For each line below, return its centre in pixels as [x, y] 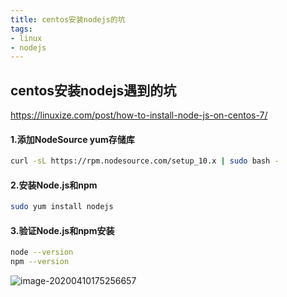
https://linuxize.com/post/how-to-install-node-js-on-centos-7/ [139, 115]
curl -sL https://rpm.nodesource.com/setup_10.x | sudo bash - [145, 161]
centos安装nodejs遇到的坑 [93, 90]
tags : [21, 29]
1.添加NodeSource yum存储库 [72, 139]
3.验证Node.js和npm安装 [62, 230]
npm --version [40, 262]
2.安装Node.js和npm [54, 185]
